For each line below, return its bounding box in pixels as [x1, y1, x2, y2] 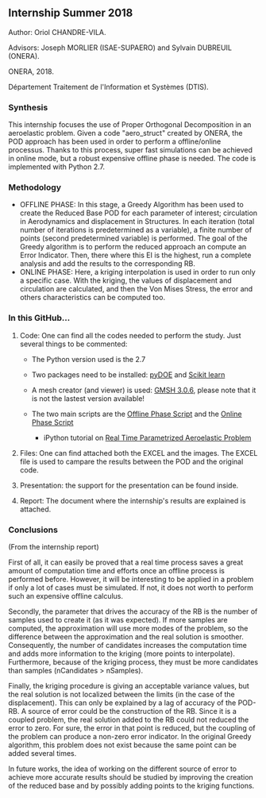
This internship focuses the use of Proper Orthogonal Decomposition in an [8, 120, 252, 129]
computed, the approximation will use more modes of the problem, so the [8, 623, 249, 633]
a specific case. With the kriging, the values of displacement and [19, 276, 232, 285]
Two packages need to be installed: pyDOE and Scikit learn [31, 369, 226, 380]
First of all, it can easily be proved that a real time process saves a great [8, 557, 244, 567]
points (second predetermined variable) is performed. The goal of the [19, 233, 248, 243]
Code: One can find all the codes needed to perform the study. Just [19, 330, 241, 340]
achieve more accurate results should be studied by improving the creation [8, 773, 254, 781]
